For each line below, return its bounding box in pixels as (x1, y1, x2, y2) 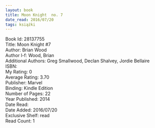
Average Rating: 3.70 (5, 74, 50, 80)
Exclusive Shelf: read (5, 113, 50, 119)
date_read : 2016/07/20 (5, 17, 54, 22)
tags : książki (5, 22, 36, 27)
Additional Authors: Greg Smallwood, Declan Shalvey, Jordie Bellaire (5, 58, 150, 64)
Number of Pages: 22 (5, 90, 51, 97)
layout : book (5, 7, 33, 13)
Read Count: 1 (5, 118, 35, 124)
